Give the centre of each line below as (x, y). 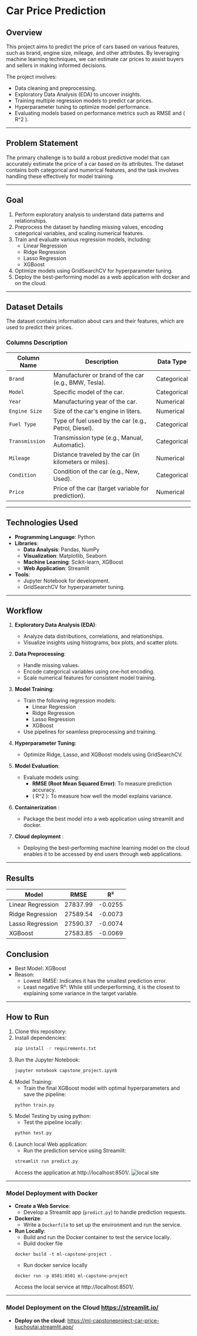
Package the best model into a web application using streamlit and (103, 819)
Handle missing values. (51, 665)
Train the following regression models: (69, 701)
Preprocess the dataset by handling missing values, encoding (89, 227)
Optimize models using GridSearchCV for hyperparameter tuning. (94, 270)
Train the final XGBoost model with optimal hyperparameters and (101, 1088)
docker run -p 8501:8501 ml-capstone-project (71, 1276)
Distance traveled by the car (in (96, 454)
